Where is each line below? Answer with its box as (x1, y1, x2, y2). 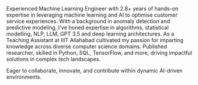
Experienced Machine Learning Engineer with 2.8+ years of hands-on (6, 5, 179, 12)
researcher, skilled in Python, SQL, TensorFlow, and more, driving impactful (6, 49, 193, 56)
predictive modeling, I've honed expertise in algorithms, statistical (6, 24, 169, 31)
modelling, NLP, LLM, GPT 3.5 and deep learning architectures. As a (6, 30, 175, 37)
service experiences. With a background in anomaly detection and (6, 18, 170, 24)
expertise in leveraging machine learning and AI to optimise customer (6, 11, 178, 18)
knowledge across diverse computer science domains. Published (6, 43, 167, 50)
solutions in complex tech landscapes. (6, 56, 101, 62)
